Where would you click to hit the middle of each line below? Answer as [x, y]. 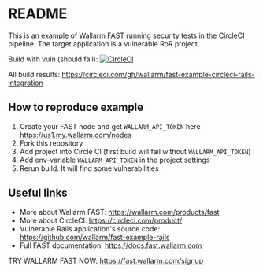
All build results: [34, 74]
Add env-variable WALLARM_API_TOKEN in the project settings [115, 160]
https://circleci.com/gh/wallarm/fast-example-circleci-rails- [158, 74]
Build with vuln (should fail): [53, 59]
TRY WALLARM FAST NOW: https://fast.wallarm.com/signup [106, 260]
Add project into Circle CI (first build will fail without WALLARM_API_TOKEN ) [135, 151]
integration [26, 83]
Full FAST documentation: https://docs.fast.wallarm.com [111, 245]
